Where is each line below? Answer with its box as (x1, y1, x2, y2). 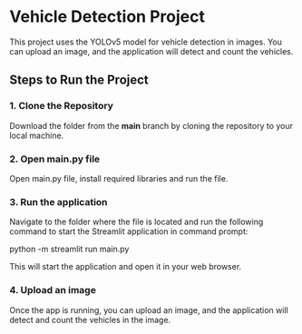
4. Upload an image (9, 284, 97, 297)
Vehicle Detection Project (9, 6, 206, 27)
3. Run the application (9, 195, 108, 208)
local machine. (9, 130, 64, 141)
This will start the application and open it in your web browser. (9, 261, 242, 272)
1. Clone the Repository (9, 100, 113, 113)
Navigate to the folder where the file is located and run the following (9, 216, 264, 228)
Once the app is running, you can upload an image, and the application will (9, 304, 288, 315)
